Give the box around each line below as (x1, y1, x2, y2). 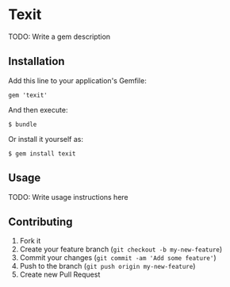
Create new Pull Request (19, 270, 101, 279)
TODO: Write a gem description (8, 32, 111, 41)
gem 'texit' (8, 91, 48, 99)
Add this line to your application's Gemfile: (8, 75, 147, 85)
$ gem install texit (8, 149, 77, 158)
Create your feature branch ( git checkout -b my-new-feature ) (19, 244, 223, 254)
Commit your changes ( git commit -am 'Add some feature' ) (19, 253, 217, 262)
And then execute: (8, 105, 68, 114)
